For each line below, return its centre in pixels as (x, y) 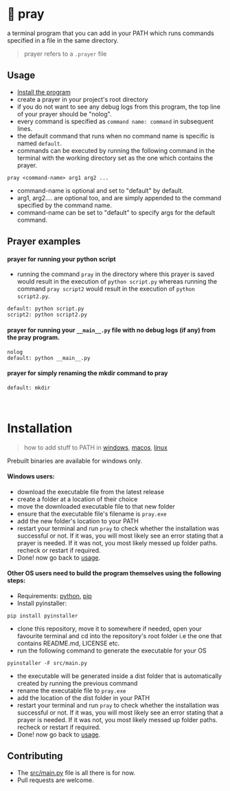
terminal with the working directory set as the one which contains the (115, 158)
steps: (16, 580)
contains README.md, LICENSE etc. (68, 644)
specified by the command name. (64, 205)
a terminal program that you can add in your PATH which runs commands (111, 33)
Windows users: (31, 476)
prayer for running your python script (61, 259)
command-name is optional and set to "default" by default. (100, 190)
